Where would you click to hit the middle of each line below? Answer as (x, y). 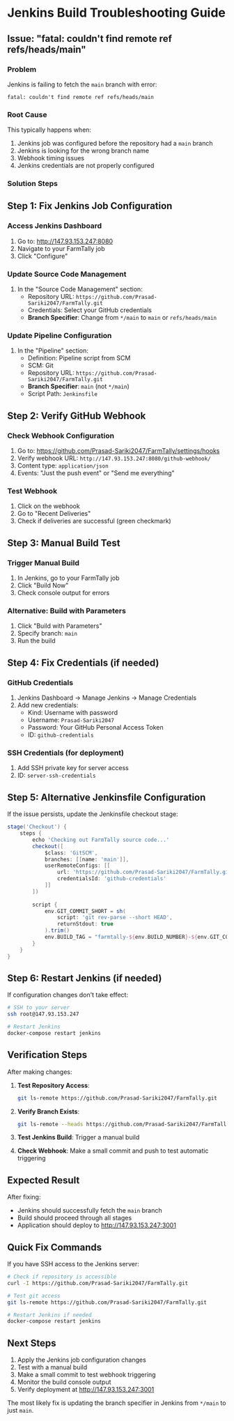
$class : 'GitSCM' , (71, 853)
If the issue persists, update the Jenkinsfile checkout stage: (93, 814)
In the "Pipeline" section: (53, 351)
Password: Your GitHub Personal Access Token (95, 728)
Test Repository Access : (53, 1085)
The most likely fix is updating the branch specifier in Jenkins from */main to (117, 1403)
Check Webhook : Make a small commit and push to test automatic (113, 1151)
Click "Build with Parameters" (60, 626)
